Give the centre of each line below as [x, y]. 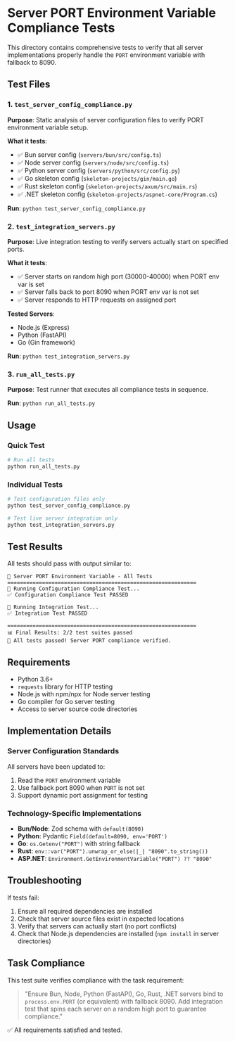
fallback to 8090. [32, 62]
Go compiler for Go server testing [66, 702]
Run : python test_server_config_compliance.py [76, 208]
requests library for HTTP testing [65, 686]
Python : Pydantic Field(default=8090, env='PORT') [92, 836]
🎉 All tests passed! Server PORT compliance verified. [89, 641]
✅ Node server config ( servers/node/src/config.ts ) [93, 162]
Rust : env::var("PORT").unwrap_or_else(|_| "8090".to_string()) [113, 851]
